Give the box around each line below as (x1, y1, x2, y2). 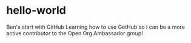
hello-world (6, 4, 67, 17)
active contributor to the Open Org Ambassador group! (6, 29, 144, 36)
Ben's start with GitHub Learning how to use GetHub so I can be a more (6, 23, 185, 30)
